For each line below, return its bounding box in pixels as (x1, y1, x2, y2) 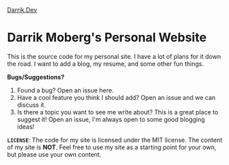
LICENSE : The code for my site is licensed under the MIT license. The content (7, 136, 223, 144)
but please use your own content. (7, 150, 102, 158)
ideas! (16, 123, 35, 131)
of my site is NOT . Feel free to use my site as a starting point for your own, (7, 143, 217, 151)
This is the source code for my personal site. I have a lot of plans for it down (7, 52, 221, 60)
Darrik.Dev (7, 6, 38, 14)
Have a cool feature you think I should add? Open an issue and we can (16, 93, 216, 101)
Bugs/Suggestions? (7, 73, 65, 81)
